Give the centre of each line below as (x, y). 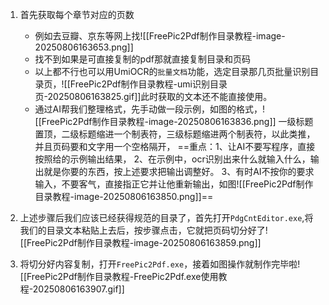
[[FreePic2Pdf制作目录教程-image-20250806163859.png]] (140, 242)
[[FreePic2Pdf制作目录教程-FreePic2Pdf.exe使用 (119, 276)
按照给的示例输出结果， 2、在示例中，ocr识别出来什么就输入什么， (172, 159)
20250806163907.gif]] (78, 289)
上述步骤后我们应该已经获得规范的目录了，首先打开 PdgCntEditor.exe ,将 (166, 217)
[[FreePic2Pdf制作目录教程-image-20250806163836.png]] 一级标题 (174, 121)
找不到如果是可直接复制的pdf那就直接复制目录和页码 (142, 59)
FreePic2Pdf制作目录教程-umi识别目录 (148, 84)
